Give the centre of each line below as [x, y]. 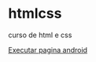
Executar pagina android [48, 50]
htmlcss [35, 14]
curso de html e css [40, 35]
